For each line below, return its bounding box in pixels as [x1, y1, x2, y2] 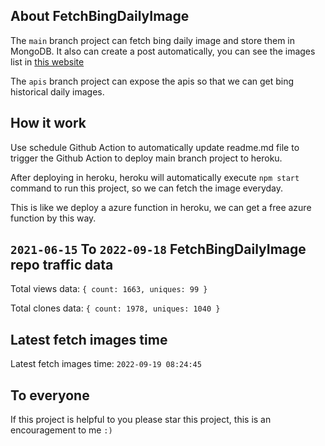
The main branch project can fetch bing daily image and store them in [10, 34, 295, 46]
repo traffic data [10, 257, 114, 274]
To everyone [10, 387, 90, 404]
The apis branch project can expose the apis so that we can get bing [10, 75, 295, 87]
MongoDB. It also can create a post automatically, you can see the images [10, 45, 316, 57]
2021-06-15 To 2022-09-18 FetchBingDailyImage [10, 241, 307, 258]
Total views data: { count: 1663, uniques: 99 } [10, 283, 208, 295]
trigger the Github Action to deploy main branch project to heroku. [10, 152, 283, 164]
